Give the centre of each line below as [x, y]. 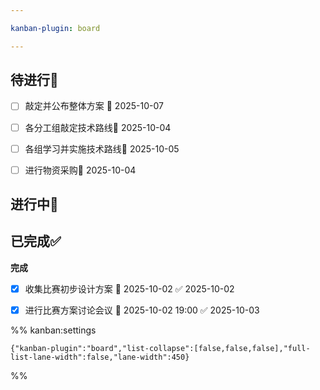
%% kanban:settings [53, 330]
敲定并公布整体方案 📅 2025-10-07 [94, 106]
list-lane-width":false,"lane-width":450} [100, 357]
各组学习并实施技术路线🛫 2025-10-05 [102, 148]
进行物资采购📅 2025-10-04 [80, 170]
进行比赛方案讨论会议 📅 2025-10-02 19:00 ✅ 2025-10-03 [142, 310]
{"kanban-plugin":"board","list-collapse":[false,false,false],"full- [160, 349]
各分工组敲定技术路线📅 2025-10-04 [98, 127]
